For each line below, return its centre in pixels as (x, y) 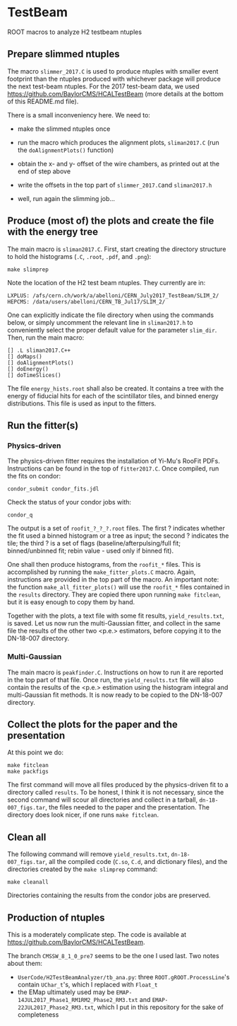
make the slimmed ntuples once (64, 129)
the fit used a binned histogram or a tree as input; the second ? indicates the (118, 536)
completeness (38, 1014)
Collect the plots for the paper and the (93, 724)
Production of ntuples (56, 917)
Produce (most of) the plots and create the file (111, 221)
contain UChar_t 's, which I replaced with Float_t (87, 984)
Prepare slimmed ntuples (63, 54)
